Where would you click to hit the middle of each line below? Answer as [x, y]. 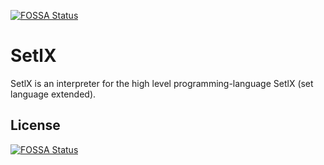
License [35, 125]
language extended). [53, 94]
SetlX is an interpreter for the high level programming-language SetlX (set [162, 83]
